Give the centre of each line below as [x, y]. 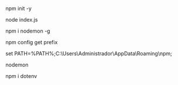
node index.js [22, 20]
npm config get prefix [32, 42]
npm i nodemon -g [28, 31]
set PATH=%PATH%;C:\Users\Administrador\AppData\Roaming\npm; [89, 54]
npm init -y [18, 8]
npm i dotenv [21, 76]
